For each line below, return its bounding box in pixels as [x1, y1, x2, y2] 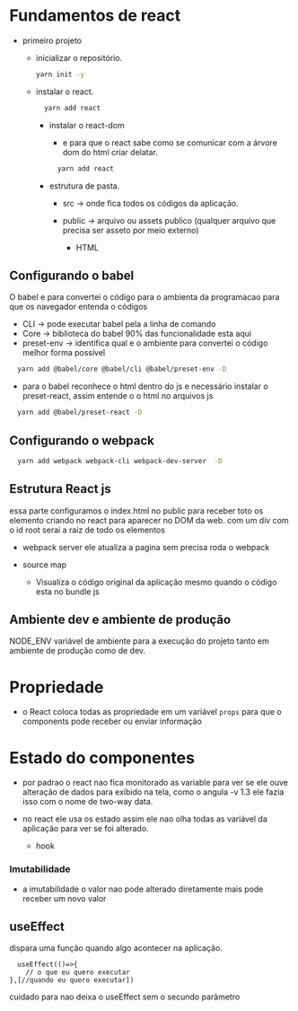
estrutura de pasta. [48, 180, 120, 191]
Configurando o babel [9, 268, 135, 283]
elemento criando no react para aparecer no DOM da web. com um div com [9, 514, 289, 525]
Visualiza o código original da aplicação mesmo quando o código [35, 576, 277, 587]
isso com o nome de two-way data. [22, 796, 153, 807]
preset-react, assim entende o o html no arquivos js [22, 391, 214, 401]
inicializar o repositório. [35, 52, 123, 63]
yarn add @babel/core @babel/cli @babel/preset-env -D [17, 365, 227, 374]
